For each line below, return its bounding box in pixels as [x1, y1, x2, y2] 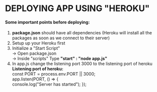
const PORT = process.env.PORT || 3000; [12, 71, 95, 77]
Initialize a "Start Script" [12, 46, 60, 51]
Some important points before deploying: [5, 19, 90, 25]
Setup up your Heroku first [12, 40, 65, 46]
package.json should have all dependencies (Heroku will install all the [12, 30, 152, 36]
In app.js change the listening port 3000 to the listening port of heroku [12, 61, 153, 67]
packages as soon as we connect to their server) [12, 35, 110, 41]
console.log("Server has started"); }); [12, 81, 87, 87]
